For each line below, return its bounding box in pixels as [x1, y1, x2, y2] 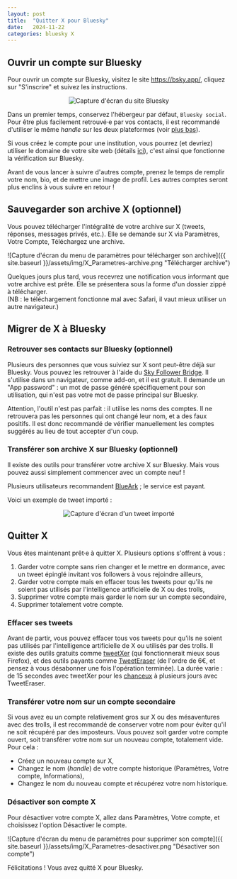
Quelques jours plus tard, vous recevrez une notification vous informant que [7, 272, 229, 281]
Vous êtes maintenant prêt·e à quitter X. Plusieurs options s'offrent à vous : [7, 549, 226, 557]
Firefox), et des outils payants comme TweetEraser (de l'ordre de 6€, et [7, 656, 216, 665]
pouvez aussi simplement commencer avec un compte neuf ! [7, 468, 185, 476]
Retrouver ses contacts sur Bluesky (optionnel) [7, 345, 173, 354]
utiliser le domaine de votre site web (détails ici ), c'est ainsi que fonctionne [7, 147, 225, 155]
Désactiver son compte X [7, 797, 96, 807]
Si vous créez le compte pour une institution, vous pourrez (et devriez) [7, 139, 214, 147]
